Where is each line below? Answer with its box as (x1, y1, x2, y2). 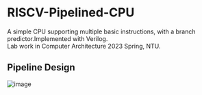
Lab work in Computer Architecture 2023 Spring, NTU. (7, 42, 161, 50)
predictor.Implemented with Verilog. (7, 34, 108, 42)
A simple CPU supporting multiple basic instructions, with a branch (7, 27, 197, 36)
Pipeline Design (7, 62, 75, 73)
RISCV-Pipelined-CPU (7, 5, 135, 21)
